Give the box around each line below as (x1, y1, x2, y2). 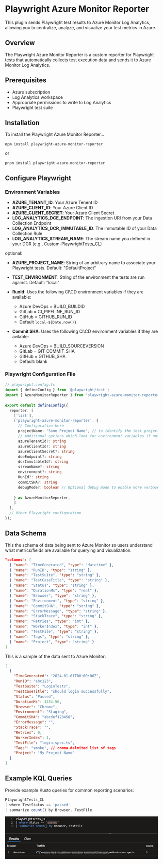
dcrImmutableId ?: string (17, 459, 68, 464)
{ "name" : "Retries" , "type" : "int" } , (9, 619, 90, 624)
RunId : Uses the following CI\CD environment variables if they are (12, 289, 144, 295)
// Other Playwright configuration (9, 511, 81, 516)
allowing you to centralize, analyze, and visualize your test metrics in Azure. (5, 24, 157, 30)
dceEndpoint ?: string (17, 454, 62, 459)
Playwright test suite (12, 105, 53, 110)
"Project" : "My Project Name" (14, 751, 75, 756)
